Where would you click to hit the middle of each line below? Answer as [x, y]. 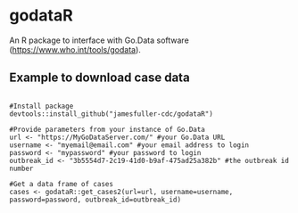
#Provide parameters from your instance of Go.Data [107, 129]
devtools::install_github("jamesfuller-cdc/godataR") [112, 114]
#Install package [41, 106]
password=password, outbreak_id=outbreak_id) [95, 200]
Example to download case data [99, 78]
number [21, 168]
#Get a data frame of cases [62, 184]
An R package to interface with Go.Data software [99, 40]
